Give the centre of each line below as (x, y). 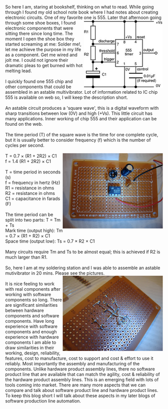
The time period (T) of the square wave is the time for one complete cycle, (82, 135)
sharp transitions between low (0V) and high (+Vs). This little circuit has (79, 113)
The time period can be (29, 215)
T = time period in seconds (33, 172)
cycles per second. (25, 145)
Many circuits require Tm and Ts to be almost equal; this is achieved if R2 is (83, 252)
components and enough (31, 332)
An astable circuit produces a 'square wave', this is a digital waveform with (82, 108)
